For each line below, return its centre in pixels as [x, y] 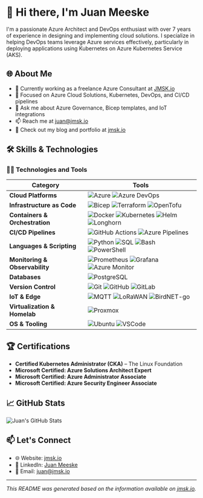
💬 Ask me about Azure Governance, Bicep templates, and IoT [91, 108]
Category [46, 185]
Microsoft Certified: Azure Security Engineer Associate [86, 383]
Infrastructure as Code [43, 205]
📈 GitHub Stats [36, 403]
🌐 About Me [29, 74]
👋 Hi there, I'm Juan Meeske [78, 12]
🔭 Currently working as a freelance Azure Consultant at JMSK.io [95, 88]
